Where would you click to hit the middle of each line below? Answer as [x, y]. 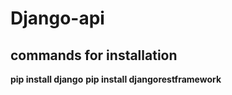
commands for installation [94, 55]
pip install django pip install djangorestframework [116, 79]
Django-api [57, 18]
